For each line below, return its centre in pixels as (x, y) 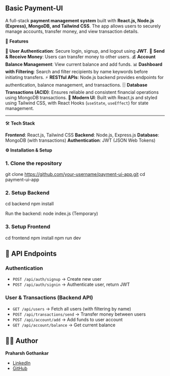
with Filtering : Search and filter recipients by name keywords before (77, 71)
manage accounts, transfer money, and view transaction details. (72, 31)
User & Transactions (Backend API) (49, 297)
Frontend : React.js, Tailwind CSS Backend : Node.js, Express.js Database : (82, 135)
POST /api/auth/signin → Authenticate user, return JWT (71, 285)
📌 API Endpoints (31, 254)
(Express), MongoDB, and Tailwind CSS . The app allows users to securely (83, 26)
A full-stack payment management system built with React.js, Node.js (80, 20)
